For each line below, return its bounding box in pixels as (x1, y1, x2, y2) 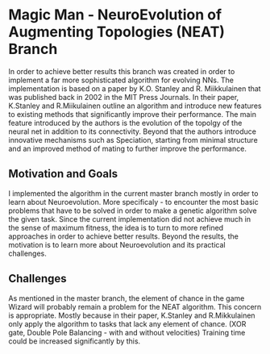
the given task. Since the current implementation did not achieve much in (8, 214, 251, 223)
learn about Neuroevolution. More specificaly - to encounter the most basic (8, 197, 260, 206)
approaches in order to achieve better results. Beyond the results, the (8, 231, 239, 241)
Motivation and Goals (8, 167, 118, 181)
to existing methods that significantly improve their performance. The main (8, 109, 256, 119)
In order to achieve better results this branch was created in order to (8, 66, 235, 76)
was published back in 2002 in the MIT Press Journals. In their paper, (8, 92, 239, 102)
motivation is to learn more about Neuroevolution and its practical (8, 239, 226, 249)
